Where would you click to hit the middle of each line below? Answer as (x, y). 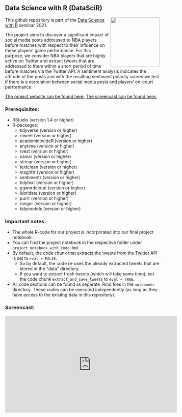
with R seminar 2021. (26, 25)
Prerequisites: (22, 109)
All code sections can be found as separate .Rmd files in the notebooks (83, 284)
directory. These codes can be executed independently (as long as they (85, 290)
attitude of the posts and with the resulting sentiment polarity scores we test (82, 76)
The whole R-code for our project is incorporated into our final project (83, 232)
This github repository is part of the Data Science (55, 20)
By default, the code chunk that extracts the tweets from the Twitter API (85, 253)
